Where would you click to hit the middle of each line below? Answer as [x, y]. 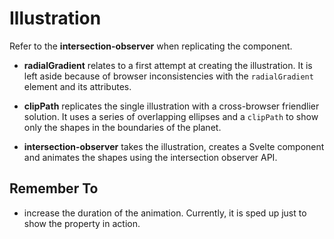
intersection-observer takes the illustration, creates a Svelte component [174, 146]
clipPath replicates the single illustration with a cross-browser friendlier [171, 106]
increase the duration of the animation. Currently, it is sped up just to [165, 213]
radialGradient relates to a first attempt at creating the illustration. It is [168, 65]
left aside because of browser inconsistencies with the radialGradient [168, 76]
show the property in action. [82, 223]
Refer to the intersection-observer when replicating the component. [151, 46]
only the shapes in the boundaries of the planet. [122, 127]
